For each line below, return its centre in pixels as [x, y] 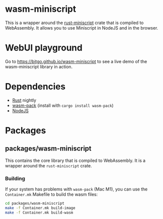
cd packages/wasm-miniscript [35, 203]
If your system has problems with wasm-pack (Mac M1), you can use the [76, 189]
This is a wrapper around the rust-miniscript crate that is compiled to [74, 23]
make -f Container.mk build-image [40, 208]
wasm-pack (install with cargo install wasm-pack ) [63, 105]
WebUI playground [44, 48]
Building [15, 178]
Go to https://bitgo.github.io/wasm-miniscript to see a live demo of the [76, 61]
